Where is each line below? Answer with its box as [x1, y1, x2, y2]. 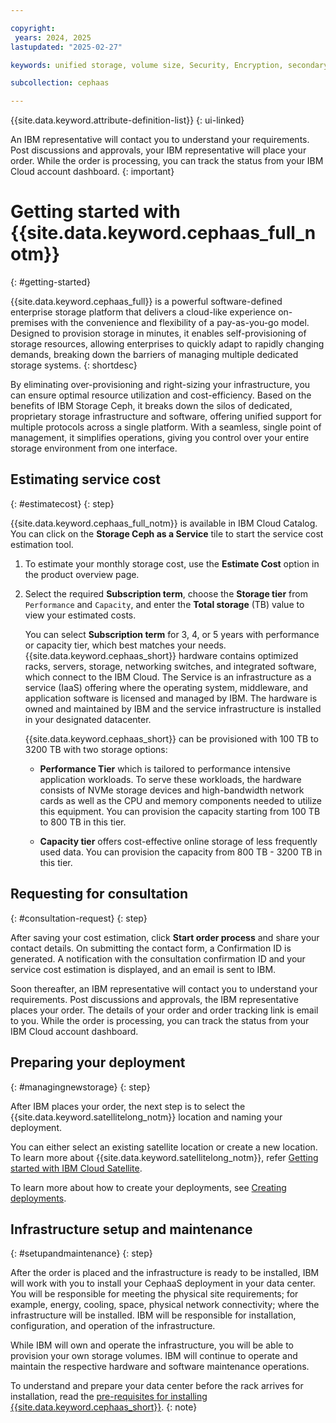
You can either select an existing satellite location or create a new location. [10, 1141, 318, 1153]
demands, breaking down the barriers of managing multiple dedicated [10, 349, 299, 361]
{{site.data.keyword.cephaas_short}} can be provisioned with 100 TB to [24, 732, 319, 745]
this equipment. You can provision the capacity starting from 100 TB [39, 805, 321, 817]
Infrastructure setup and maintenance [10, 1221, 253, 1238]
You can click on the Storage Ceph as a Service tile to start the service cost [10, 527, 324, 540]
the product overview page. [24, 568, 140, 580]
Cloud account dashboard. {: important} [10, 166, 175, 178]
